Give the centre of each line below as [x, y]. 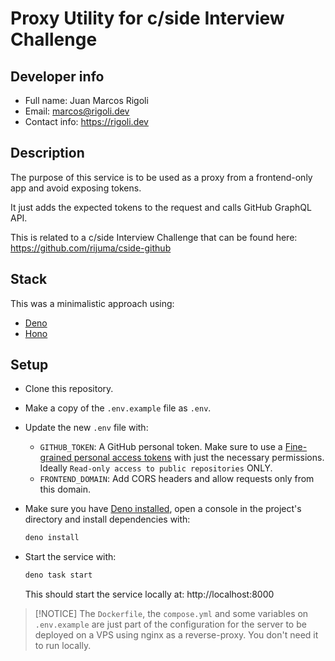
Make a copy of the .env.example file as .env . [118, 408]
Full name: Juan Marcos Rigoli [86, 100]
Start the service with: [70, 557]
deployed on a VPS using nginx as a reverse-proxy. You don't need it [176, 635]
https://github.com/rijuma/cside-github [91, 248]
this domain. [65, 489]
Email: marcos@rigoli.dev [77, 111]
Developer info [57, 76]
